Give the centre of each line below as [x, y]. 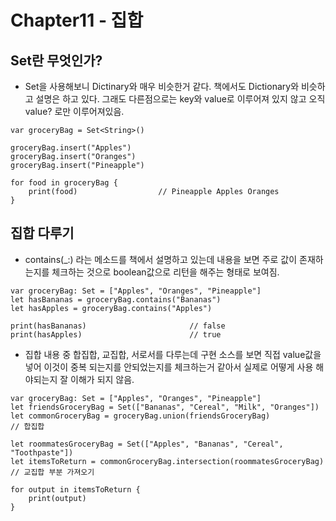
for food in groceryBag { [64, 183]
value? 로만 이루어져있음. [74, 111]
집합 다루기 [42, 233]
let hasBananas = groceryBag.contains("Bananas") [116, 299]
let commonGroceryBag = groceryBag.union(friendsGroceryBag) [140, 416]
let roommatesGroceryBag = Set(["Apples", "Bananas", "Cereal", [147, 444]
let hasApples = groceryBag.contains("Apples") [111, 308]
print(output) [57, 498]
